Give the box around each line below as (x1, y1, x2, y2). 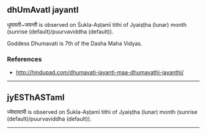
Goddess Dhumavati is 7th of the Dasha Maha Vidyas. (7, 40, 142, 47)
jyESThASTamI (7, 92, 65, 102)
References (7, 55, 42, 63)
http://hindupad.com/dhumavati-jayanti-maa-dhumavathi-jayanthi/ (15, 69, 184, 76)
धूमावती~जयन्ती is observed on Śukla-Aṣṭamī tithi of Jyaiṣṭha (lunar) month (7, 21, 187, 28)
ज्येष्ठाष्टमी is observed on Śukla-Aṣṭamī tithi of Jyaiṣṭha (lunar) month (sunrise (7, 108, 198, 115)
